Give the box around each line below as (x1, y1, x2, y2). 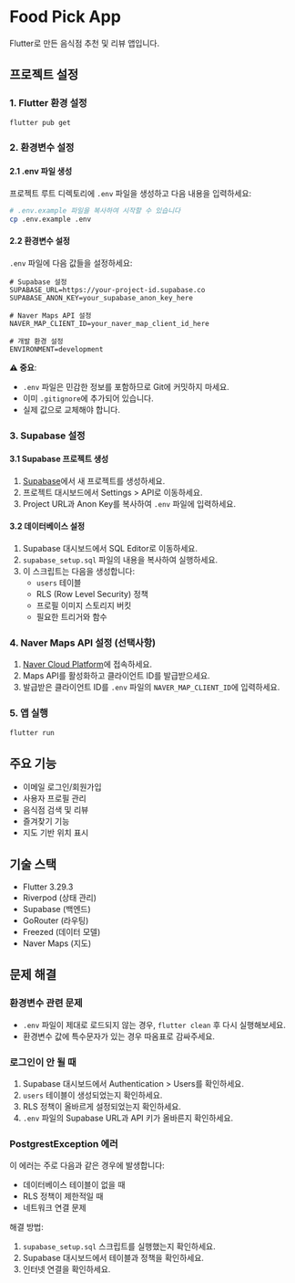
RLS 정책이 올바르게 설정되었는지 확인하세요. (22, 1100, 182, 1111)
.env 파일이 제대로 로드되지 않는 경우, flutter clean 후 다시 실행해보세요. (22, 1019, 287, 1030)
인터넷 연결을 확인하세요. (22, 1264, 111, 1275)
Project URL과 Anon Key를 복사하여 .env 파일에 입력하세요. (22, 498, 237, 509)
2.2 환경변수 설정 (9, 235, 71, 246)
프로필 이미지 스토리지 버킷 (36, 600, 132, 611)
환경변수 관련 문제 (9, 997, 84, 1010)
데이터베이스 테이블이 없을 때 (22, 1180, 126, 1191)
